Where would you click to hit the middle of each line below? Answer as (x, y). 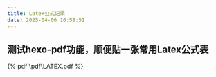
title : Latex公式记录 (36, 13)
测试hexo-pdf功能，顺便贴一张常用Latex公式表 (108, 49)
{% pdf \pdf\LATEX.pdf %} (45, 67)
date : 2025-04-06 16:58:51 (46, 20)
